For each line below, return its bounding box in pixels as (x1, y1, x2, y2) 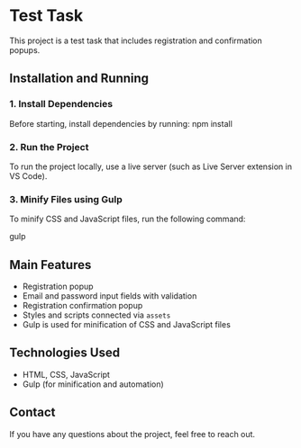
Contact (9, 405, 56, 420)
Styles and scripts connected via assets (22, 309, 171, 320)
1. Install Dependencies (9, 98, 114, 111)
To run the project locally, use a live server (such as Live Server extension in (9, 161, 293, 172)
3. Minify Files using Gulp (9, 193, 123, 205)
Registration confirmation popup (22, 300, 143, 311)
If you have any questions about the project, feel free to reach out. (9, 428, 255, 439)
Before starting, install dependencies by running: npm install (9, 118, 233, 129)
